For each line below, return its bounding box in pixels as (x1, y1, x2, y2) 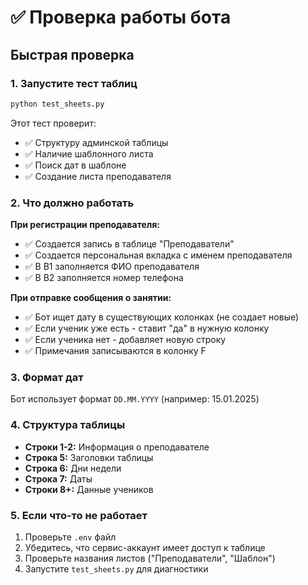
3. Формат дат (10, 370, 84, 384)
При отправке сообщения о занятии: (10, 292, 172, 304)
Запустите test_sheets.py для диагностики (24, 562, 209, 575)
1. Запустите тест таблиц (10, 76, 138, 90)
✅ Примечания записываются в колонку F (24, 345, 207, 357)
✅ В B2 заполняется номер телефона (24, 272, 184, 284)
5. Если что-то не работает (10, 508, 148, 522)
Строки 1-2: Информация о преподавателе (24, 441, 210, 453)
